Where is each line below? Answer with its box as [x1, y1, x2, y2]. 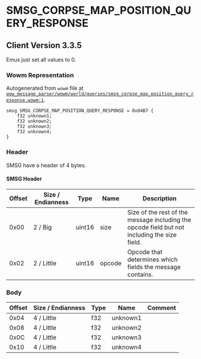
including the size [127, 230, 177, 239]
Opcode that [127, 248, 163, 256]
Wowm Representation [6, 71, 74, 79]
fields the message [127, 263, 181, 271]
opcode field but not [127, 223, 184, 231]
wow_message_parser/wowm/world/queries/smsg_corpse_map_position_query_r [6, 91, 194, 97]
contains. [127, 270, 154, 279]
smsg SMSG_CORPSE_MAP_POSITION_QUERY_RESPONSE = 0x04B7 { [6, 108, 154, 114]
